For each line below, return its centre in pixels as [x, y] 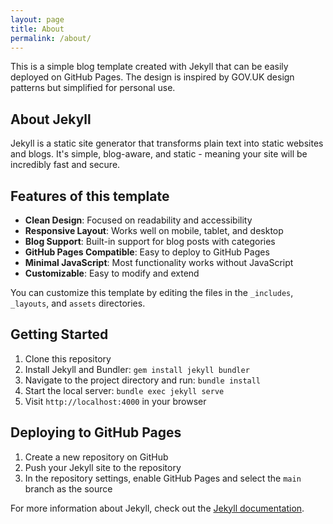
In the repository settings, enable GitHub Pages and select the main [163, 478]
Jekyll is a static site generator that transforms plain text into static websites [167, 143]
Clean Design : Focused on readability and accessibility [138, 220]
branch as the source [68, 488]
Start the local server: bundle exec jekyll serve [124, 390]
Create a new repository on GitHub [96, 457]
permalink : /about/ [51, 38]
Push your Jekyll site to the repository [103, 467]
